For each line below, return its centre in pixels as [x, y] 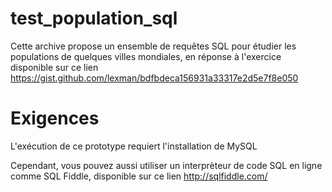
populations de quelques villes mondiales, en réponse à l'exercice [146, 56]
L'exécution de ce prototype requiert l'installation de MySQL [134, 146]
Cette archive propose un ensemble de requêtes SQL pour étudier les [153, 46]
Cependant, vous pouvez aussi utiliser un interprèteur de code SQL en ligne [166, 165]
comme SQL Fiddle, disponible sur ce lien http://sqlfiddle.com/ [139, 176]
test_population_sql [94, 18]
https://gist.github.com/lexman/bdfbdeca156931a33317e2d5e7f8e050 [154, 78]
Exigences [55, 118]
